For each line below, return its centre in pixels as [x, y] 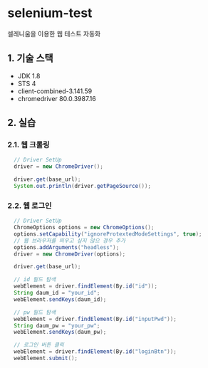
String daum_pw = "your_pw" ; [57, 325]
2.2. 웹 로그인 [30, 206]
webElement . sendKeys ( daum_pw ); [60, 332]
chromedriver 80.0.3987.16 [57, 98]
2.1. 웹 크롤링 [28, 145]
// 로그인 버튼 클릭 [39, 345]
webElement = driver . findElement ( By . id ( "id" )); [86, 286]
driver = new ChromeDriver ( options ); [70, 254]
